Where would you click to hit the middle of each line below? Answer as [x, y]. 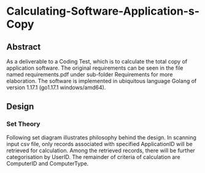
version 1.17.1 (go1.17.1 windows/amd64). [56, 87]
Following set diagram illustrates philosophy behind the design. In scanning [101, 137]
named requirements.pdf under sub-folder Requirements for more [90, 74]
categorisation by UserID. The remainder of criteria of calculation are [93, 156]
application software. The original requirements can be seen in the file [95, 68]
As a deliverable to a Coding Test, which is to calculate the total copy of [97, 61]
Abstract [24, 47]
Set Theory [23, 124]
